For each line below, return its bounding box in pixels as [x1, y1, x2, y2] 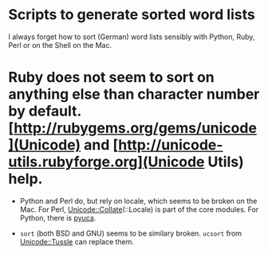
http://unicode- [118, 136, 223, 154]
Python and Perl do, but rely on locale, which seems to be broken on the [19, 196, 258, 205]
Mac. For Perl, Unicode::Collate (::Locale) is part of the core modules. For [19, 205, 259, 214]
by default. [8, 102, 81, 120]
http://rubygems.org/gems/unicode [14, 119, 258, 137]
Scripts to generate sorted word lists [8, 6, 255, 24]
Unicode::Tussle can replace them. [19, 236, 134, 246]
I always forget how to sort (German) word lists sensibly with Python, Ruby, [8, 32, 255, 41]
